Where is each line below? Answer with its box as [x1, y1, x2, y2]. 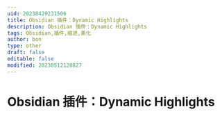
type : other [7, 42, 42, 49]
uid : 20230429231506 [7, 10, 67, 17]
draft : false [7, 49, 45, 56]
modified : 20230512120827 [7, 62, 82, 69]
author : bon [7, 36, 42, 43]
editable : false [7, 56, 54, 63]
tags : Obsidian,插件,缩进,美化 [7, 29, 92, 37]
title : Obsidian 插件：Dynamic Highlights [7, 17, 129, 24]
